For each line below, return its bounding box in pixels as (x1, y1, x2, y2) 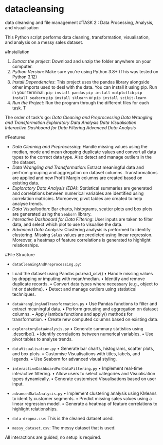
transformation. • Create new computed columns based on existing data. (12, 316, 159, 322)
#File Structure (5, 251, 35, 257)
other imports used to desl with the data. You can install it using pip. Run (12, 84, 157, 90)
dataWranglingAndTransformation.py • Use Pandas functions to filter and (12, 301, 157, 306)
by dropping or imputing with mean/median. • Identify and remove (12, 276, 145, 282)
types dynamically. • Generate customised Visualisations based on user (12, 376, 157, 382)
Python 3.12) (12, 74, 37, 80)
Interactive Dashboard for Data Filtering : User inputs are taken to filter (12, 216, 153, 222)
